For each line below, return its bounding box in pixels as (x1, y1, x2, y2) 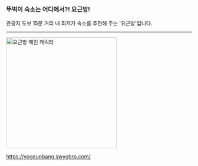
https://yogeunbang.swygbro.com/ (6, 153, 91, 160)
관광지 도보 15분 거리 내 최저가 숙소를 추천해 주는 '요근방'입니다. (6, 19, 153, 27)
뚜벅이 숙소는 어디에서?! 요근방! (6, 5, 90, 13)
